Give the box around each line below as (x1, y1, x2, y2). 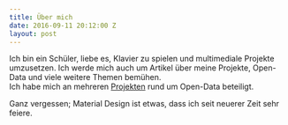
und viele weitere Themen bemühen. (27, 72, 162, 83)
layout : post (9, 29, 57, 38)
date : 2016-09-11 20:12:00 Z (9, 21, 117, 30)
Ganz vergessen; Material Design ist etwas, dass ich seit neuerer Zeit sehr (9, 99, 280, 109)
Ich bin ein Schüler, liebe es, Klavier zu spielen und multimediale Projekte (9, 54, 275, 64)
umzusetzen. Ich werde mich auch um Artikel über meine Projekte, (9, 62, 252, 73)
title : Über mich (9, 12, 73, 22)
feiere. (9, 107, 33, 119)
